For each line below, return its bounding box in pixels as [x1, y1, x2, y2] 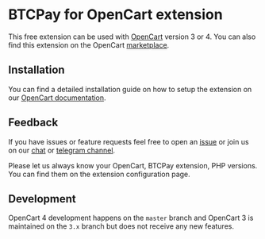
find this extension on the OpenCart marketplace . [8, 40, 170, 49]
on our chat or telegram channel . [8, 145, 116, 155]
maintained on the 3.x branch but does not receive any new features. [8, 222, 234, 231]
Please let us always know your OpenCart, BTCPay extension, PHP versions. [8, 160, 258, 170]
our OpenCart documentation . [8, 93, 106, 102]
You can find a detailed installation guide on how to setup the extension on [8, 84, 252, 94]
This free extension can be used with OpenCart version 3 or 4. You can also [8, 32, 256, 41]
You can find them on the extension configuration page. [8, 169, 190, 179]
